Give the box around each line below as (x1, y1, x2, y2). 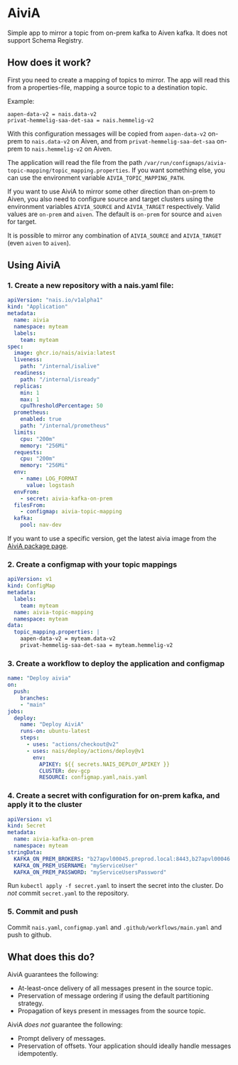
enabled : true (20, 416, 62, 423)
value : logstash (26, 481, 75, 488)
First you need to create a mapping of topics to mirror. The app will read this (7, 75, 230, 84)
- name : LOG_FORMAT (20, 475, 78, 483)
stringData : (7, 848, 43, 856)
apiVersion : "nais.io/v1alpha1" (7, 296, 103, 304)
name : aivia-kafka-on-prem (13, 835, 94, 843)
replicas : (13, 382, 43, 390)
